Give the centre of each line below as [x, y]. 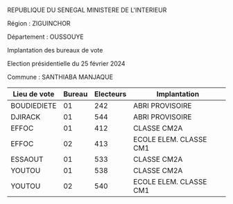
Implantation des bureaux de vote [55, 50]
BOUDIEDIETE [34, 105]
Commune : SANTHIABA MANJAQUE [60, 77]
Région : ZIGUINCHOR [39, 23]
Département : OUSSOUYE [46, 37]
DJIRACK [26, 117]
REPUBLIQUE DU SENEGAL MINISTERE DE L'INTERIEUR [87, 10]
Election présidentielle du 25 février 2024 [67, 64]
